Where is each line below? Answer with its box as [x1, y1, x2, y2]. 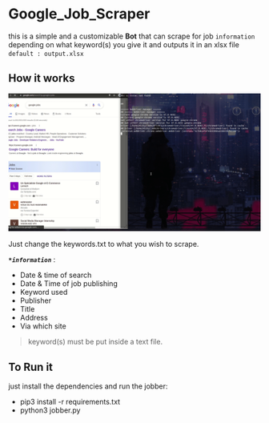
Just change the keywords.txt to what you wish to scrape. [8, 240, 199, 249]
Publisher [19, 296, 52, 305]
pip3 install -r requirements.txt [19, 397, 121, 407]
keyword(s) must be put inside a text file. [27, 337, 163, 347]
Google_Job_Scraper [8, 5, 151, 23]
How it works [8, 71, 75, 85]
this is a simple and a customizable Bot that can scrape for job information [8, 31, 255, 41]
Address [19, 313, 48, 323]
